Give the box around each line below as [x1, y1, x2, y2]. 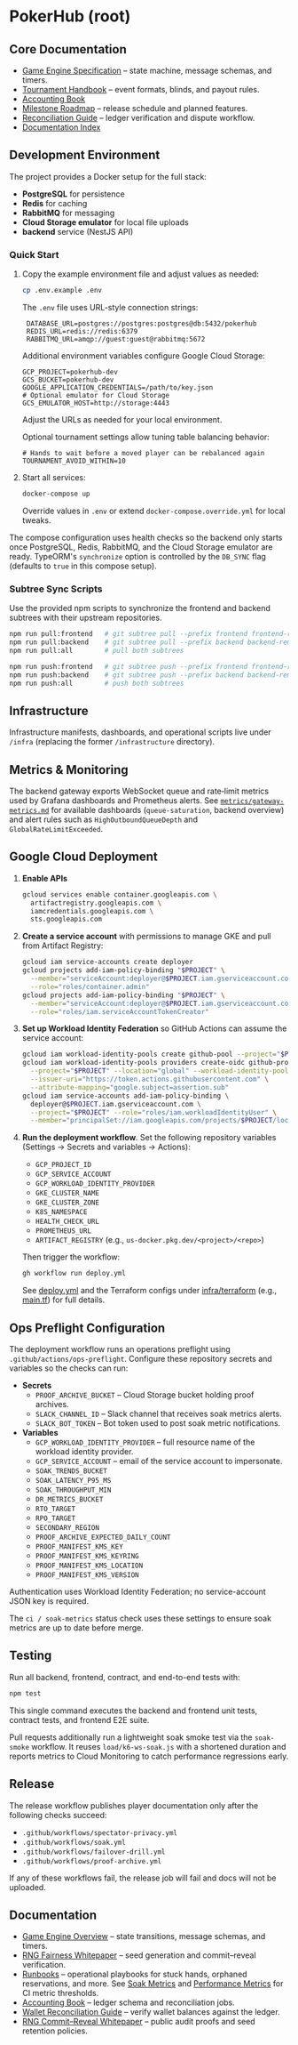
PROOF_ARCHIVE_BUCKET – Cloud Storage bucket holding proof [35, 1389, 255, 1400]
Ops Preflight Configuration [9, 1320, 166, 1335]
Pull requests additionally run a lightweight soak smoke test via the [9, 1732, 253, 1743]
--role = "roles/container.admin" [30, 982, 150, 991]
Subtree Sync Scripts [9, 583, 103, 595]
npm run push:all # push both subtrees [9, 679, 184, 688]
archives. [35, 1399, 69, 1410]
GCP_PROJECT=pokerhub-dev [21, 367, 118, 376]
